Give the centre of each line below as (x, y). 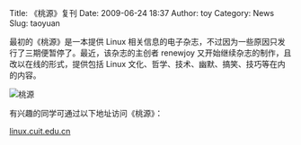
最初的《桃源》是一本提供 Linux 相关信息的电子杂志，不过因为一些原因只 (144, 42)
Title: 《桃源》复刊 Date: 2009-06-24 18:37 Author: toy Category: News (142, 13)
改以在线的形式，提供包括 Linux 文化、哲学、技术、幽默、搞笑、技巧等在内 (147, 64)
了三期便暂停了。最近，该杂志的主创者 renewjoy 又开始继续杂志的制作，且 (154, 53)
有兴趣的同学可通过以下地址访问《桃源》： (86, 113)
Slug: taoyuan (35, 23)
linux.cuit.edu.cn (40, 131)
